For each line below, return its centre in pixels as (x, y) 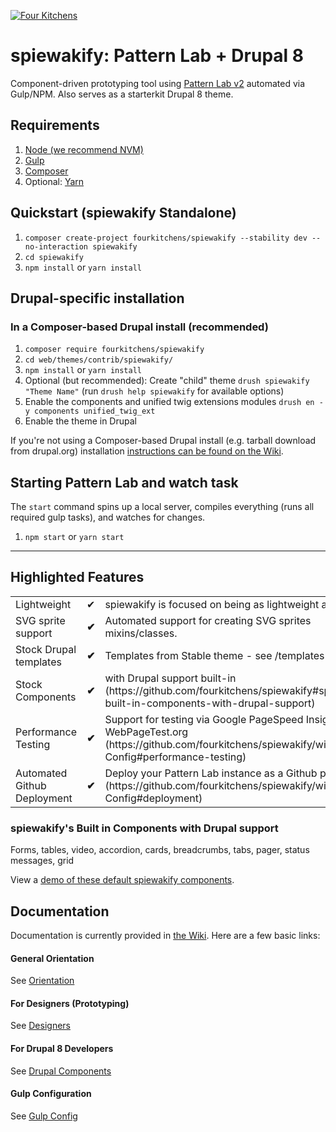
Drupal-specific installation (97, 298)
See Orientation (42, 981)
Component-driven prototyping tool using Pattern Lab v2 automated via (158, 83)
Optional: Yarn (54, 181)
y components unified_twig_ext (90, 411)
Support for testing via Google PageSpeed (204, 719)
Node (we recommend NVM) (84, 149)
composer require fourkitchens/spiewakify (114, 350)
